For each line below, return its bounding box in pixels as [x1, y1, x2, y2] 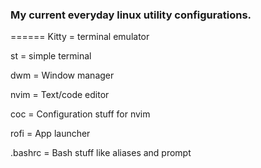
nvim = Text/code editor [10, 89, 110, 101]
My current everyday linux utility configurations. [10, 8, 252, 22]
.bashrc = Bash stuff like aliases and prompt [10, 147, 192, 159]
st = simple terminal [10, 50, 92, 62]
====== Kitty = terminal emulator [10, 31, 150, 43]
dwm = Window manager [10, 69, 115, 82]
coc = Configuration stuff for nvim [10, 108, 151, 120]
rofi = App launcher [10, 128, 91, 140]
